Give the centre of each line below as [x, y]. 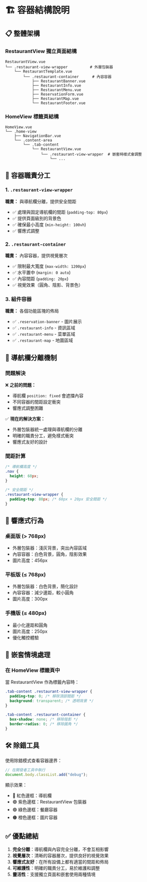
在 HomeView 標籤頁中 [33, 670]
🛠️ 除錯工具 [22, 745]
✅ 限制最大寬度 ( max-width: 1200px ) [49, 266]
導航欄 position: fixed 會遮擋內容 [48, 396]
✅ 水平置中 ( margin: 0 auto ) [41, 273]
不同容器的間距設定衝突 [36, 402]
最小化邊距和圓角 [30, 625]
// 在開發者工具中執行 [25, 770]
